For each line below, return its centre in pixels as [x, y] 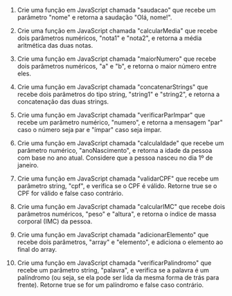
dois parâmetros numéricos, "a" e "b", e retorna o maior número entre [117, 66]
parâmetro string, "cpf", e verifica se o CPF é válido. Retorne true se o [117, 186]
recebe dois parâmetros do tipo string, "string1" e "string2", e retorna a [118, 94]
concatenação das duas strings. [63, 102]
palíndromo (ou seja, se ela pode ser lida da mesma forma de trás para [118, 277]
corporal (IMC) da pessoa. [55, 221]
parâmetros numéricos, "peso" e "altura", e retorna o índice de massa [117, 214]
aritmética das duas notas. [55, 45]
